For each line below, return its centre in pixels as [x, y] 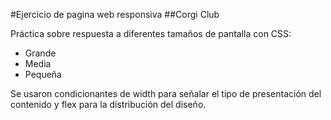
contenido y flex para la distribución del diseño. [108, 104]
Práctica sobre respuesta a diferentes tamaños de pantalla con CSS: [151, 33]
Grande [40, 53]
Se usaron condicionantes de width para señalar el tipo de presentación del [166, 93]
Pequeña [43, 74]
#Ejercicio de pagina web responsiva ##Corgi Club [115, 14]
